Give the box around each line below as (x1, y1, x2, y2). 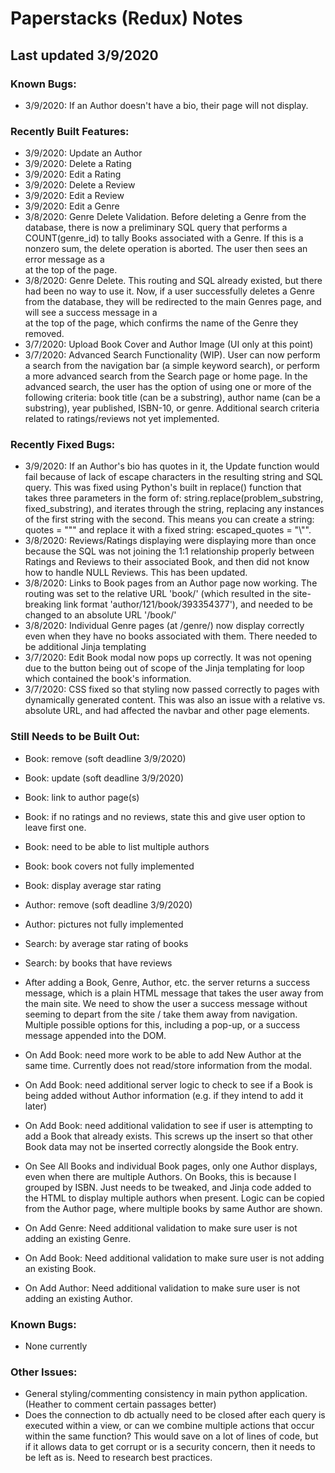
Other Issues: (10, 1365, 78, 1379)
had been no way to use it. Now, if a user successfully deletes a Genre (24, 285, 315, 297)
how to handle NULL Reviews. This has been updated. (24, 567, 248, 579)
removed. (24, 328, 65, 340)
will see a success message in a (24, 307, 158, 319)
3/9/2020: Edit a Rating (24, 168, 122, 181)
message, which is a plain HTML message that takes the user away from (24, 987, 324, 999)
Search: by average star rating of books (24, 937, 189, 949)
